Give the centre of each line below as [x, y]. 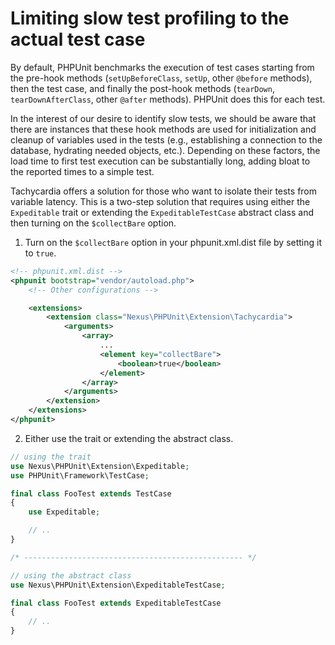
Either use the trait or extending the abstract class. [129, 438]
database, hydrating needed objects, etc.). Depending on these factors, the [165, 150]
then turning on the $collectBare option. [93, 223]
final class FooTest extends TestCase [91, 493]
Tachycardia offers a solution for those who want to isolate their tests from [164, 191]
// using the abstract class [71, 575]
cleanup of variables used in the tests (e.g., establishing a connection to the [166, 139]
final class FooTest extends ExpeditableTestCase [116, 603]
